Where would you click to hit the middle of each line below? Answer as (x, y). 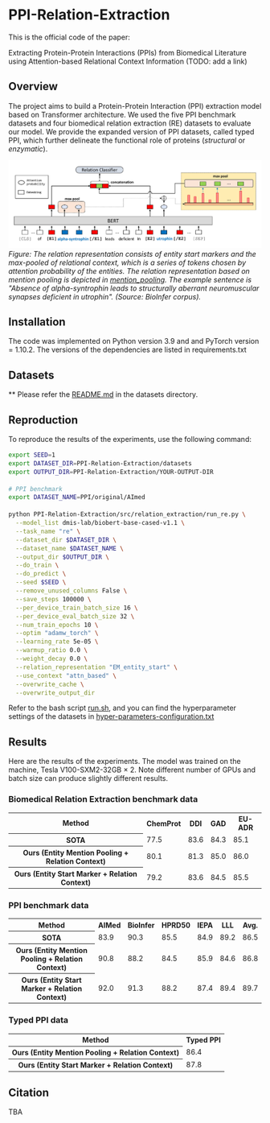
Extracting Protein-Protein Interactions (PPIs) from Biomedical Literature (127, 52)
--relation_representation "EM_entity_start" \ (97, 667)
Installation (37, 322)
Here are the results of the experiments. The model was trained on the (125, 762)
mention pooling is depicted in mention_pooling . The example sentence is (130, 279)
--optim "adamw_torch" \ (57, 634)
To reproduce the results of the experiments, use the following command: (130, 440)
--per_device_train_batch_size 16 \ (77, 608)
